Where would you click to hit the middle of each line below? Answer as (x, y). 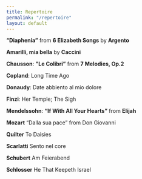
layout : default (27, 23)
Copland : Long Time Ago (38, 76)
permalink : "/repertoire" (39, 18)
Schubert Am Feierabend (38, 158)
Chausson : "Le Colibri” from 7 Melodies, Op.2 (65, 64)
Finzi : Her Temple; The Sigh (41, 99)
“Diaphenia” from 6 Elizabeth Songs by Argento (68, 41)
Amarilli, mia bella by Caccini (44, 52)
